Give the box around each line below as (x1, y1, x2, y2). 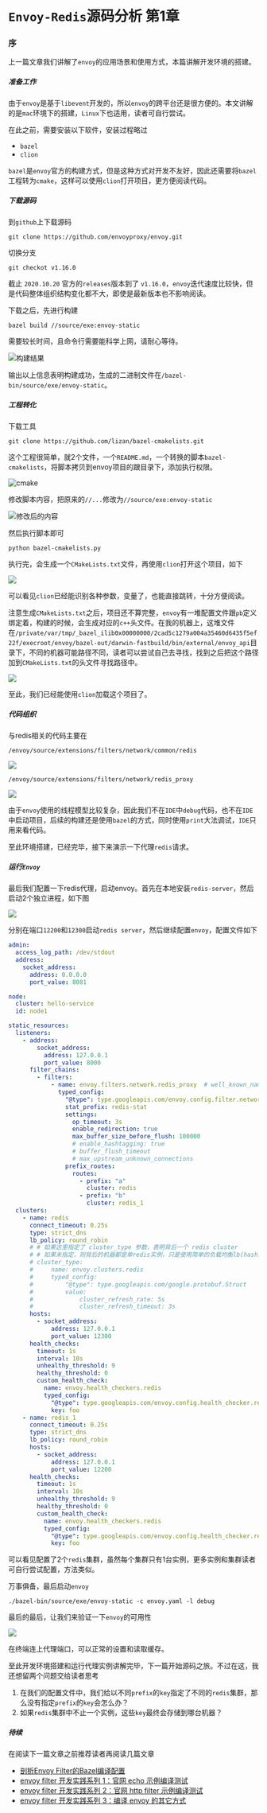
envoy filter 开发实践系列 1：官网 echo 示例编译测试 (19, 1776, 188, 1786)
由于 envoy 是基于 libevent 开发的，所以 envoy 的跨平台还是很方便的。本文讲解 (8, 99, 253, 108)
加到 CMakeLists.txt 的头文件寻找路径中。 (8, 658, 142, 667)
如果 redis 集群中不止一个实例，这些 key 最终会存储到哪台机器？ (19, 1708, 223, 1718)
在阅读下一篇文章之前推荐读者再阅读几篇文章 (8, 1749, 155, 1759)
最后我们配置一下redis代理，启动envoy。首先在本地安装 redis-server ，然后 (8, 884, 254, 893)
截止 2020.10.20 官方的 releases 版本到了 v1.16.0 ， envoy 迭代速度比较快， (8, 279, 246, 289)
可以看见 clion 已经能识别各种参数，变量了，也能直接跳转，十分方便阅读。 (8, 591, 249, 601)
